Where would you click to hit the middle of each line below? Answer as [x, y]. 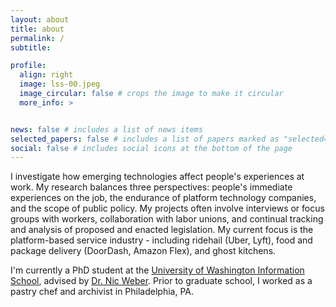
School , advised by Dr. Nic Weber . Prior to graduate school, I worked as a [161, 281]
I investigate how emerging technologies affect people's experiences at [157, 177]
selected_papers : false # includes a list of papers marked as [145, 139]
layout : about [40, 19]
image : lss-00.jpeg [60, 84]
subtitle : [31, 47]
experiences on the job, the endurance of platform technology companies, [163, 198]
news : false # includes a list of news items [106, 129]
